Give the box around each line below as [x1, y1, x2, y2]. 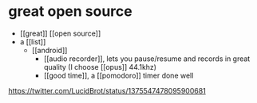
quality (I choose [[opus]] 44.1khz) [43, 62, 157, 71]
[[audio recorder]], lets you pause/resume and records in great [43, 54, 251, 63]
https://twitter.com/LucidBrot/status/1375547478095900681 [8, 86, 206, 95]
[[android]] [31, 45, 68, 55]
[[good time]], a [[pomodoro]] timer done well [43, 71, 194, 80]
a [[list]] [19, 36, 46, 46]
